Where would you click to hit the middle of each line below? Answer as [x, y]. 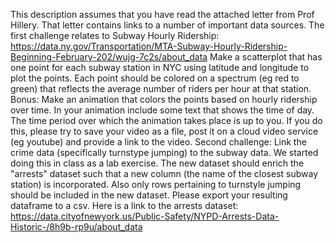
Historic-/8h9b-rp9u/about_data [76, 227]
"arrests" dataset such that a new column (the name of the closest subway [164, 173]
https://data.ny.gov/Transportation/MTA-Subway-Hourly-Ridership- [149, 46]
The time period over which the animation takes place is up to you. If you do [166, 120]
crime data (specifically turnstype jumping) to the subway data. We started [164, 152]
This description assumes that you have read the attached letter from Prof [162, 14]
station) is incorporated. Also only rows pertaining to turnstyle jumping [156, 184]
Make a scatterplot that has [266, 57]
